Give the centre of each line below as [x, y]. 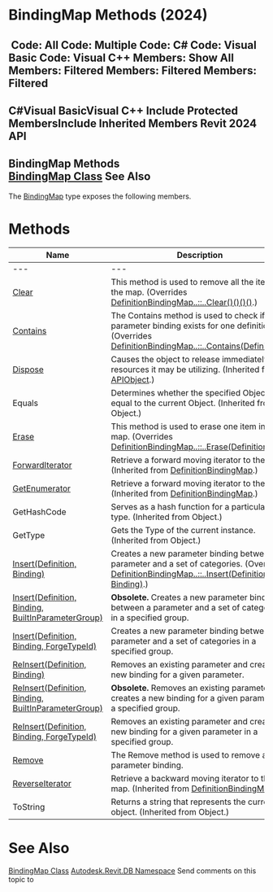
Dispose [28, 369]
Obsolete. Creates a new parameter [179, 597]
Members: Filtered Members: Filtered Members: [133, 70]
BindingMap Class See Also [80, 177]
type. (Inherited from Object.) [167, 517]
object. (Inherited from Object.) [170, 811]
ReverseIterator [42, 783]
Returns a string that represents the [178, 802]
